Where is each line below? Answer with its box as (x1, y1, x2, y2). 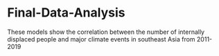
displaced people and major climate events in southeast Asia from (7, 35, 195, 43)
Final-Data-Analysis (7, 5, 125, 21)
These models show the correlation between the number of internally (7, 28, 205, 36)
